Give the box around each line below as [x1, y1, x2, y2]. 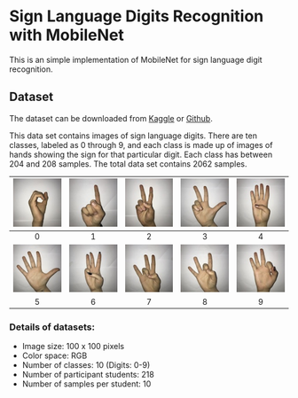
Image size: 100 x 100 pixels [21, 341, 125, 352]
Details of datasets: [9, 321, 96, 333]
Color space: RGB [21, 350, 88, 361]
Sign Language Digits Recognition [9, 6, 264, 27]
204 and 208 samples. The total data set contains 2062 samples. [9, 158, 247, 169]
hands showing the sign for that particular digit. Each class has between [9, 149, 273, 160]
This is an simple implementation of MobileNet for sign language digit [9, 54, 263, 65]
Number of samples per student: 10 [21, 378, 152, 389]
